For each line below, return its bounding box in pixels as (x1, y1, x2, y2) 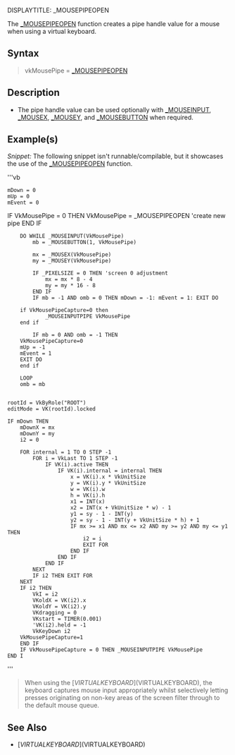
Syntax (7, 47, 39, 59)
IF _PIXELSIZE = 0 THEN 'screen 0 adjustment (32, 270, 169, 277)
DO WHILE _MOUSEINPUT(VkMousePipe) (20, 233, 125, 240)
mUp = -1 (20, 344, 46, 351)
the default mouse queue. (24, 701, 100, 710)
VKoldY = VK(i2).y (32, 603, 87, 610)
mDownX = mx (20, 424, 55, 431)
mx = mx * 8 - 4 (44, 276, 93, 283)
